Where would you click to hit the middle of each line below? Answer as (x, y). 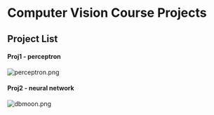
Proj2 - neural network (41, 88)
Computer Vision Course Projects (107, 13)
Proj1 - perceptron (34, 57)
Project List (33, 39)
